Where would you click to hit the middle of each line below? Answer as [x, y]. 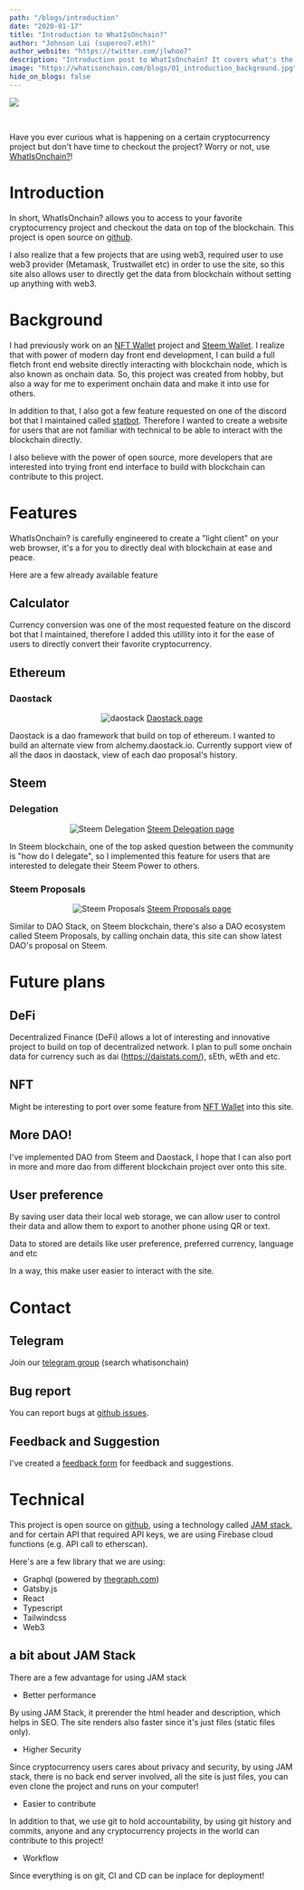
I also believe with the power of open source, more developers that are [141, 457]
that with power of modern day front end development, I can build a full [142, 355]
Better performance [59, 1694]
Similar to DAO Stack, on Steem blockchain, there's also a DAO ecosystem [147, 926]
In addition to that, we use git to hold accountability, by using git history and [151, 1821]
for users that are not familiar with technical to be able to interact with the [146, 430]
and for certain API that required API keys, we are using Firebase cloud [141, 1534]
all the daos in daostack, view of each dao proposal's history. [123, 755]
